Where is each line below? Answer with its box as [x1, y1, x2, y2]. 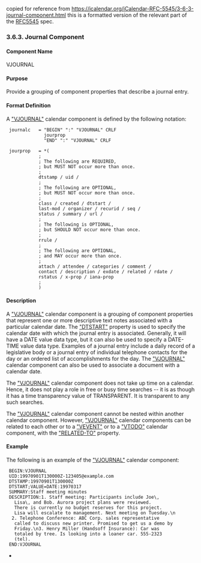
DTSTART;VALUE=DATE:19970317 [8, 483, 82, 490]
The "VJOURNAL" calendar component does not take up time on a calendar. [6, 379, 194, 387]
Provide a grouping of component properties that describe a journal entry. [6, 88, 189, 95]
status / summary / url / [38, 211, 103, 217]
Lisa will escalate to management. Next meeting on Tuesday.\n [14, 510, 176, 516]
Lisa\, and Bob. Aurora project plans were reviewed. [14, 499, 152, 505]
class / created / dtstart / [38, 200, 112, 206]
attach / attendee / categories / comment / [38, 263, 152, 269]
